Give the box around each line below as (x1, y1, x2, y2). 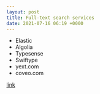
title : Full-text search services (6, 15, 95, 21)
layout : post (6, 9, 40, 15)
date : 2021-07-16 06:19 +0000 (6, 20, 84, 26)
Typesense (15, 50, 44, 57)
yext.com (15, 63, 39, 70)
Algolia (15, 43, 33, 51)
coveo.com (15, 70, 44, 77)
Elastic (15, 37, 33, 45)
